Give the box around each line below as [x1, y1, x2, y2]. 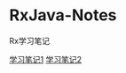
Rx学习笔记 [9, 35, 51, 46]
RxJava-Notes [9, 5, 117, 26]
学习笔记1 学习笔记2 [9, 54, 83, 64]
